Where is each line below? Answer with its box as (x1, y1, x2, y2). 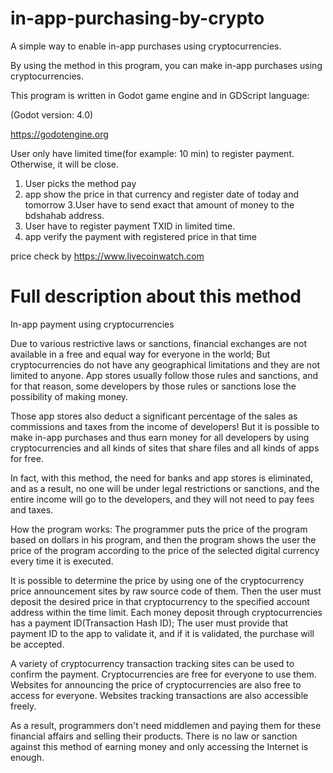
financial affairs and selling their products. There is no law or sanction (10, 730, 298, 742)
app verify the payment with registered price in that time (24, 230, 257, 242)
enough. (10, 751, 45, 763)
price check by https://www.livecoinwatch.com (10, 250, 205, 262)
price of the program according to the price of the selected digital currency (10, 544, 320, 556)
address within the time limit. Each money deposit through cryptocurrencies (10, 606, 323, 618)
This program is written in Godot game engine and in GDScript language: (10, 89, 310, 101)
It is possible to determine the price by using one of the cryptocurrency (10, 574, 305, 586)
